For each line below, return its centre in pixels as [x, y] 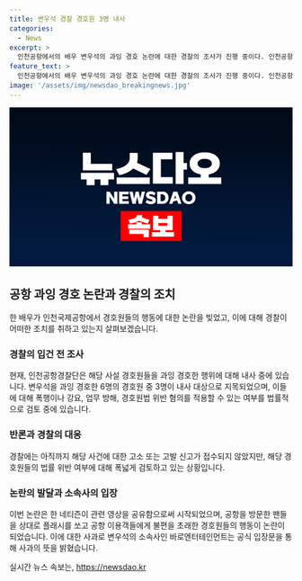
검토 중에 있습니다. [58, 409]
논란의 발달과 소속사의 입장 [64, 493]
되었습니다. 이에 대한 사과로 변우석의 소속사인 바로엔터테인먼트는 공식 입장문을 [146, 536]
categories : [31, 28]
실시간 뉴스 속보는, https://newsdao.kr [78, 567]
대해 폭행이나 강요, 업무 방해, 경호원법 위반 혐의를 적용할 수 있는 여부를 [142, 398]
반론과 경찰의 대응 [46, 434]
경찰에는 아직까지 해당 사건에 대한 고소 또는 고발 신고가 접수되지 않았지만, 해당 [146, 456]
